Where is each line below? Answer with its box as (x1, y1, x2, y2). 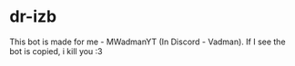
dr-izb (9, 6, 57, 27)
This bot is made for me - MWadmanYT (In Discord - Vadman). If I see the (9, 36, 286, 47)
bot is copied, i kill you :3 (9, 45, 103, 56)
